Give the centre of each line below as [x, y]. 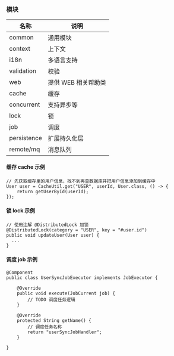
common [21, 38]
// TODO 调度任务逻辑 [51, 299]
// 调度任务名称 [45, 327]
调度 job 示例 [22, 259]
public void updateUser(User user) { [53, 235]
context [20, 49]
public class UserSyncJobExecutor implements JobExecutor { [82, 278]
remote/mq [25, 149]
